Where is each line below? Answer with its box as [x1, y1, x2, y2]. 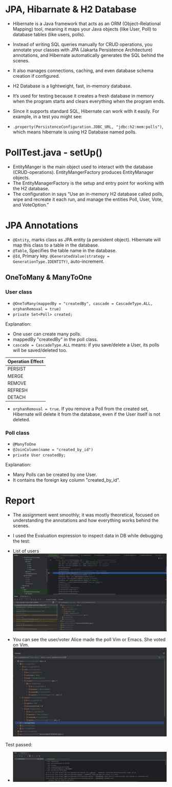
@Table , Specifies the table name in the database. [12, 247, 117, 254]
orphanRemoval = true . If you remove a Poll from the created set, [12, 406, 149, 412]
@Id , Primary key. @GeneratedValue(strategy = [12, 253, 110, 259]
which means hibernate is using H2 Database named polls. [12, 129, 137, 135]
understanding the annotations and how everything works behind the [12, 517, 159, 523]
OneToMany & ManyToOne [5, 273, 92, 282]
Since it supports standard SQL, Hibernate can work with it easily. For [12, 108, 160, 114]
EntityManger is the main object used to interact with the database [12, 164, 154, 170]
